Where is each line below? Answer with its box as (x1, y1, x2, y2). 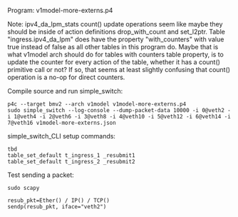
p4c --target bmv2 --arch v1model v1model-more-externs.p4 (7, 101, 187, 108)
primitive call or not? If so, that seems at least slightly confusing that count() (7, 66, 230, 74)
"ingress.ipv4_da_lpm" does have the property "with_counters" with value (7, 35, 224, 44)
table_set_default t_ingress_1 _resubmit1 (7, 152, 135, 159)
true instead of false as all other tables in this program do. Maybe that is (7, 43, 219, 51)
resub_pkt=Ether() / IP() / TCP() (7, 197, 110, 204)
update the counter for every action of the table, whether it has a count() (7, 58, 221, 66)
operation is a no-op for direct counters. (7, 73, 125, 81)
